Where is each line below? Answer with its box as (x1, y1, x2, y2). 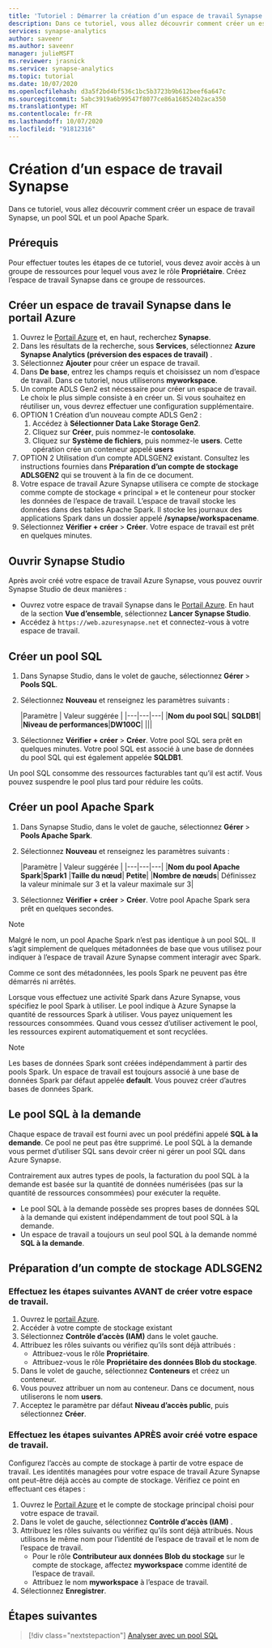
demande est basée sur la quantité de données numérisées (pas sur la (8, 1179, 244, 1189)
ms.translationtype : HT (8, 102, 89, 110)
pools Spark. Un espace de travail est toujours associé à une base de (8, 1066, 240, 1076)
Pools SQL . (19, 679, 58, 689)
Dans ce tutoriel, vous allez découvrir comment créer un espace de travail (8, 204, 255, 213)
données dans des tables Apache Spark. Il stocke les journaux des (19, 504, 243, 515)
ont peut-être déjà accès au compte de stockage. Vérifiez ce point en (8, 1475, 240, 1485)
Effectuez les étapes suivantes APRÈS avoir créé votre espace (8, 1429, 258, 1440)
